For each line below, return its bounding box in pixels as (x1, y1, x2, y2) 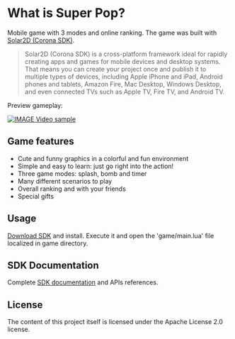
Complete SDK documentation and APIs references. (7, 278, 159, 287)
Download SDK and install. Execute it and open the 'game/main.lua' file (7, 231, 214, 240)
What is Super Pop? (7, 5, 126, 21)
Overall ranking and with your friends (17, 184, 126, 193)
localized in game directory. (7, 239, 88, 248)
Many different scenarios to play (17, 177, 113, 185)
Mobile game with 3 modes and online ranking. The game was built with (7, 28, 217, 37)
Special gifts (17, 191, 55, 200)
